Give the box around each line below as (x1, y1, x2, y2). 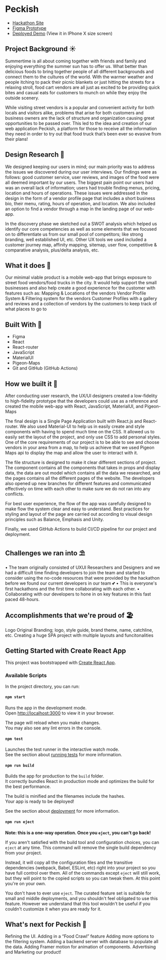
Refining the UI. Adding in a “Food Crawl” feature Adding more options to (5, 933, 155, 939)
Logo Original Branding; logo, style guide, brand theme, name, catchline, (5, 627, 154, 633)
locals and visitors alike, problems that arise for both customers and (5, 110, 144, 116)
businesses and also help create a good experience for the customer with (5, 285, 156, 291)
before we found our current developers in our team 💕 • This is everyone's (5, 580, 157, 586)
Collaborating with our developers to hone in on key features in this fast (5, 591, 151, 597)
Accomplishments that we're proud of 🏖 (5, 611, 134, 620)
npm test (5, 736, 23, 741)
